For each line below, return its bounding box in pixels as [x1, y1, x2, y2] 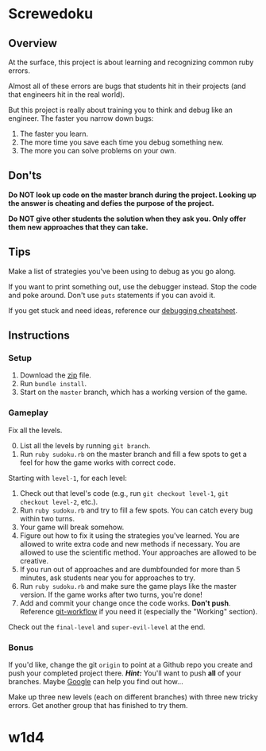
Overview [8, 37, 58, 50]
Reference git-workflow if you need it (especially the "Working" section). [19, 606, 258, 616]
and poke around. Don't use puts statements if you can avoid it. [8, 290, 216, 300]
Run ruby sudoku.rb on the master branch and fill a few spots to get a [19, 449, 248, 459]
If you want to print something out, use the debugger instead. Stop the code [8, 281, 257, 291]
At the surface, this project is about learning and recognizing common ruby [8, 57, 254, 67]
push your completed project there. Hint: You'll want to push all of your [8, 668, 241, 678]
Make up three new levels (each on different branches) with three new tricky [8, 692, 258, 702]
